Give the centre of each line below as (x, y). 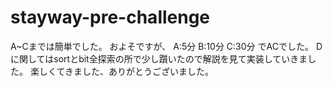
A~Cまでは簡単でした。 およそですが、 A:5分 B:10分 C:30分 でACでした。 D (166, 46)
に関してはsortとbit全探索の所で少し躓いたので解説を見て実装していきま (159, 58)
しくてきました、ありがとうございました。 (126, 71)
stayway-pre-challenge (110, 17)
